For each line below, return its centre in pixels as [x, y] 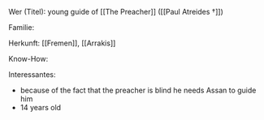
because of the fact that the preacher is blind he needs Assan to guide [138, 90]
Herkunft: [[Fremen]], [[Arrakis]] [62, 43]
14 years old [41, 107]
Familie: [22, 27]
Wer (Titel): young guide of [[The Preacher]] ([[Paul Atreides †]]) [116, 12]
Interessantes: [32, 75]
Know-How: [28, 59]
